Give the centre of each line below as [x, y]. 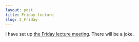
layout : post [19, 10]
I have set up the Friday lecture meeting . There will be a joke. [70, 34]
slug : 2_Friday [22, 19]
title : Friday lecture [29, 15]
